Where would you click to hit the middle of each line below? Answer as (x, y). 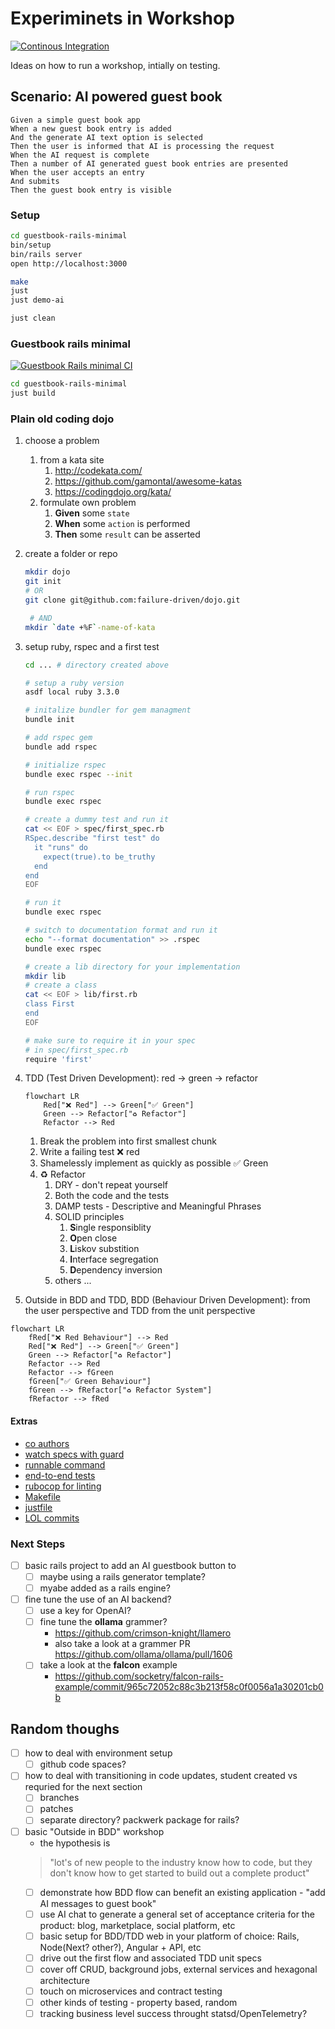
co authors (47, 1443)
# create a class (61, 985)
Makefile (42, 1496)
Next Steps (38, 1544)
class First (49, 1004)
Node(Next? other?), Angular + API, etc (120, 1947)
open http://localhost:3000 (69, 263)
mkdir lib (45, 976)
